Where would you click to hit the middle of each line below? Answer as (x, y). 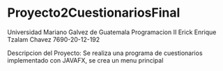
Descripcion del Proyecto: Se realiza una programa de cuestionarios (105, 53)
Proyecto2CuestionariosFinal (94, 13)
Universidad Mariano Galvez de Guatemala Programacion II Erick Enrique (112, 32)
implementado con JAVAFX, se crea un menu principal (85, 60)
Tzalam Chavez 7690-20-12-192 (54, 39)
